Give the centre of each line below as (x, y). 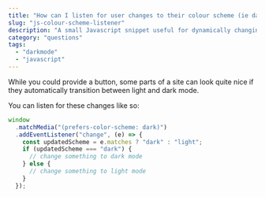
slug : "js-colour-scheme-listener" (67, 23)
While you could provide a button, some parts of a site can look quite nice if (131, 82)
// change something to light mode (88, 171)
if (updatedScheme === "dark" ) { (77, 149)
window (19, 120)
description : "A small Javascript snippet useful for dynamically (119, 30)
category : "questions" (45, 37)
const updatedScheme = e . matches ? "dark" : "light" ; (112, 142)
